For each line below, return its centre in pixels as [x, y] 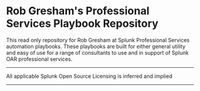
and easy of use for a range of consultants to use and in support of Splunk [98, 52]
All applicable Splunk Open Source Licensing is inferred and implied [89, 76]
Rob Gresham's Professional [78, 11]
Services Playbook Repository [82, 23]
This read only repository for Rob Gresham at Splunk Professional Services [98, 40]
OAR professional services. [39, 59]
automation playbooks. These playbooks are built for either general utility [96, 46]
